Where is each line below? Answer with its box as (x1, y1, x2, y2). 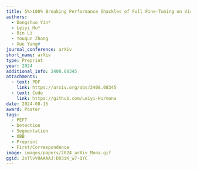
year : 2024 (6, 63, 33, 69)
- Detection (11, 123, 41, 129)
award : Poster (6, 106, 41, 112)
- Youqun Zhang (11, 36, 49, 41)
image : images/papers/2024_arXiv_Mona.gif (6, 150, 111, 155)
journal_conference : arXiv (6, 47, 72, 53)
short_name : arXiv (6, 52, 51, 58)
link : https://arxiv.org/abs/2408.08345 (16, 85, 117, 91)
